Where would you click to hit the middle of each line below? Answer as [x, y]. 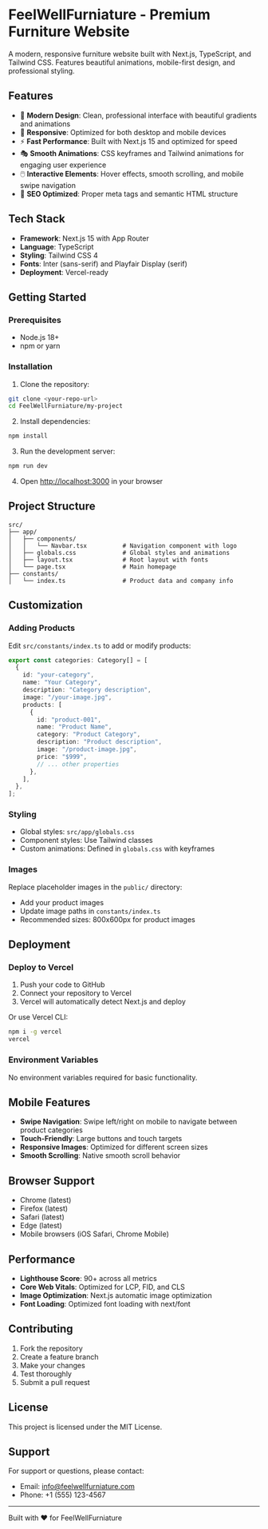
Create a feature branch [59, 1356]
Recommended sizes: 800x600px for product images [107, 919]
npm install [28, 436]
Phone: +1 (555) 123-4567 [63, 1495]
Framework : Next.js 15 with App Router [84, 238]
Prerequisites [35, 320]
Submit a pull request [55, 1382]
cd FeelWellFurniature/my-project [66, 406]
